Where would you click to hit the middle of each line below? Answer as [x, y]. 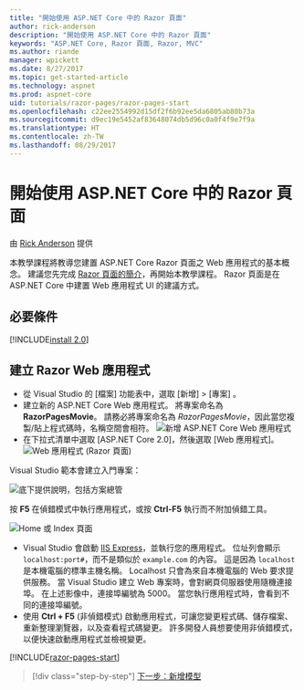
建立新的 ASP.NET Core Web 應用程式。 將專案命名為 [123, 405]
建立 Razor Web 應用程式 [80, 370]
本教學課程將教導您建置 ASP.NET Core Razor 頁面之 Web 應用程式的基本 [146, 262]
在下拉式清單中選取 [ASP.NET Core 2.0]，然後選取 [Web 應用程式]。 [151, 440]
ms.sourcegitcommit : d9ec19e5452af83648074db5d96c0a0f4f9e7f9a [132, 120]
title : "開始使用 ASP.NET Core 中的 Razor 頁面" [98, 18]
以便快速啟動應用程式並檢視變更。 [87, 639]
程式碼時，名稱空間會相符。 [102, 428]
